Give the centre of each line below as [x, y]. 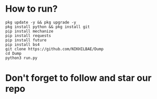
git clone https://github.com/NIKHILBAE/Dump [54, 49]
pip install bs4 [22, 44]
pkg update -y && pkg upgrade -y [41, 22]
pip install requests [28, 36]
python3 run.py [21, 58]
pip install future [26, 40]
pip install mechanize [29, 31]
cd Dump [14, 53]
